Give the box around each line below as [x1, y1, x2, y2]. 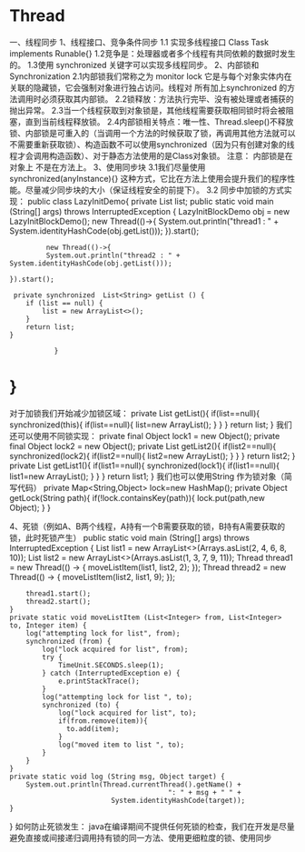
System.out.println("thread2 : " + [45, 251, 181, 260]
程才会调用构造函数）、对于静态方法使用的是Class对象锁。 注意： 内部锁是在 [9, 150, 293, 161]
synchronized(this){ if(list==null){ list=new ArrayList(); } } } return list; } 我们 [9, 419, 292, 430]
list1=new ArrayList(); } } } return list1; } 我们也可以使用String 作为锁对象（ [9, 470, 285, 482]
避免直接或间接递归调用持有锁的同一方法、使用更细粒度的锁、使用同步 [9, 832, 272, 843]
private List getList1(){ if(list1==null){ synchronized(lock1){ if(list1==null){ [9, 460, 280, 471]
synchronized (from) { [25, 636, 112, 646]
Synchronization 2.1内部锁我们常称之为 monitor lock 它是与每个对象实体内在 [9, 70, 292, 82]
